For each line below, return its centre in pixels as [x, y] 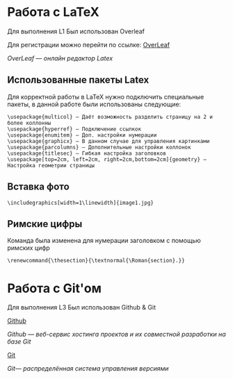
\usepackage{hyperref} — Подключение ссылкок [74, 129]
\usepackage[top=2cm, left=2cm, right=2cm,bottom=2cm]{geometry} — [107, 159]
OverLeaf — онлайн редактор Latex [60, 58]
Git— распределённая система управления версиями [88, 369]
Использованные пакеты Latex [78, 80]
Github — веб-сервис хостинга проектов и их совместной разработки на [116, 335]
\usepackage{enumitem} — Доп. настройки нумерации [82, 135]
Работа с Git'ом [55, 288]
